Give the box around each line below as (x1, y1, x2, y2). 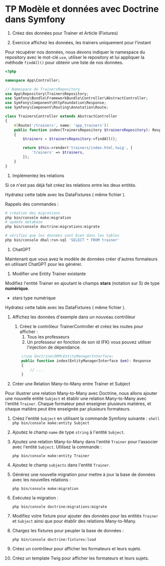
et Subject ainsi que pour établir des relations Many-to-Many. (12, 518, 137, 524)
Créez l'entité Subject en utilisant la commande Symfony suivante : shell (12, 415, 160, 421)
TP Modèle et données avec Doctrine (5, 3, 159, 15)
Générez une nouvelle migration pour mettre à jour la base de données (12, 472, 156, 478)
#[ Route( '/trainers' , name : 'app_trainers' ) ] (14, 123, 109, 128)
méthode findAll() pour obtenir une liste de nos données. (5, 59, 124, 65)
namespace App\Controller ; (5, 77, 60, 83)
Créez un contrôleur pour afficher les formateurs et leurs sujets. (12, 546, 141, 552)
